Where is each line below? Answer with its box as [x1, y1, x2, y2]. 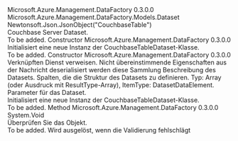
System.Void [7, 111, 45, 119]
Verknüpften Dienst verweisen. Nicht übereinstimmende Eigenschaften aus [7, 58, 227, 67]
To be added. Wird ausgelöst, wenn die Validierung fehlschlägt [7, 126, 191, 134]
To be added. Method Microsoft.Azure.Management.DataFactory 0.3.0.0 [7, 103, 219, 111]
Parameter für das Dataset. [7, 89, 87, 96]
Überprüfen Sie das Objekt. [7, 118, 87, 127]
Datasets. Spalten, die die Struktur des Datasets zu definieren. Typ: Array [7, 73, 222, 81]
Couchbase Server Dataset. [7, 28, 89, 36]
